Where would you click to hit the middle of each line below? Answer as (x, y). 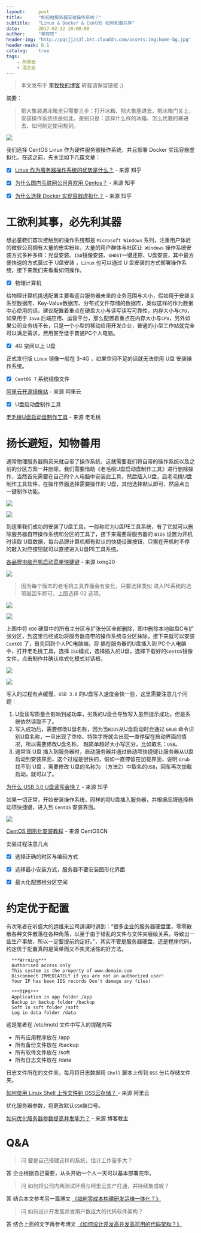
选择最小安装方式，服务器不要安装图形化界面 (70, 869)
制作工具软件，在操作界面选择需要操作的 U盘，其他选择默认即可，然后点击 (98, 484)
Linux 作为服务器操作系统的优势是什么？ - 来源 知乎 (78, 170)
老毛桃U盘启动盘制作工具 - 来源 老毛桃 (54, 417)
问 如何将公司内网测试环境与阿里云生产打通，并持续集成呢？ (95, 1186)
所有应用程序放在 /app (42, 1037)
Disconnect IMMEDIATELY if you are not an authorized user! (88, 976)
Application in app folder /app (52, 997)
